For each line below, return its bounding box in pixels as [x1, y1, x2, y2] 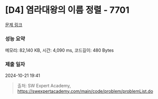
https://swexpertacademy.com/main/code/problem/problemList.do [17, 88, 154, 94]
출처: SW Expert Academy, [17, 82, 71, 89]
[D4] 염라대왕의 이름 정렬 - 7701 [5, 4, 129, 16]
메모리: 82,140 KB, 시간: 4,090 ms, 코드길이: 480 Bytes [5, 47, 114, 53]
